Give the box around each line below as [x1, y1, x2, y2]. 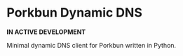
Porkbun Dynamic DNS [6, 5, 143, 21]
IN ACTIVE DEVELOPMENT [6, 28, 86, 36]
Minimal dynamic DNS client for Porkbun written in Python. [6, 41, 177, 49]
